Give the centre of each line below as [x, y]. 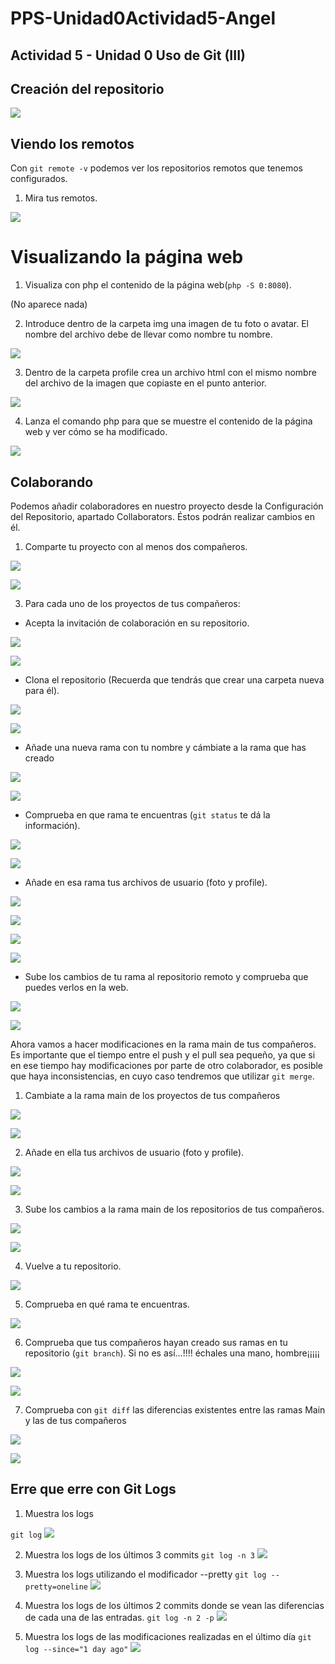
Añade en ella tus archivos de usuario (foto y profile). [134, 1152]
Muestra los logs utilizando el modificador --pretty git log [145, 1574]
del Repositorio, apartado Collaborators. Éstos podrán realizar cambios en [162, 516]
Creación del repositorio [87, 88]
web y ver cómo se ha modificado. [96, 432]
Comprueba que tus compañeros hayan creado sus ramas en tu [156, 1342]
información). [52, 825]
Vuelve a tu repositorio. [73, 1266]
